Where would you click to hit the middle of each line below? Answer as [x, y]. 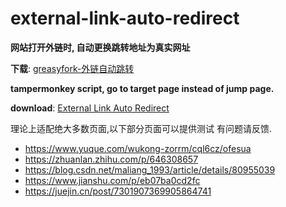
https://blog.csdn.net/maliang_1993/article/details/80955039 [150, 169]
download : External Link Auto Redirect [90, 108]
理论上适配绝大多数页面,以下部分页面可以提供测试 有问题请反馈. [141, 128]
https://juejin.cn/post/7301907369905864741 [118, 191]
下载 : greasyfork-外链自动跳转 [72, 68]
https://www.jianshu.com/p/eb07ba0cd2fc [112, 180]
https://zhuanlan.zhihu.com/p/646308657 [111, 159]
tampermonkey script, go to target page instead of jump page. [142, 88]
